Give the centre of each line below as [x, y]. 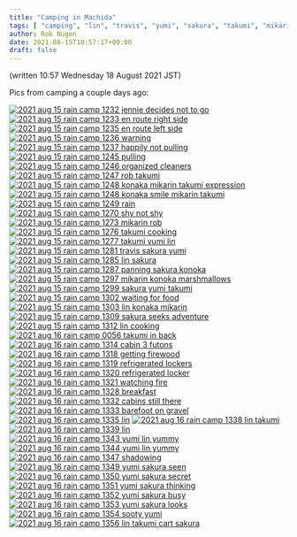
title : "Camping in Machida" [63, 17]
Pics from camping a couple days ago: [79, 93]
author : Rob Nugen [43, 34]
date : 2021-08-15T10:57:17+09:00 [71, 42]
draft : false [33, 50]
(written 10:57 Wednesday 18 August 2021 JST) [95, 75]
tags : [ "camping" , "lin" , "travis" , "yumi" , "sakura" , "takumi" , [134, 26]
